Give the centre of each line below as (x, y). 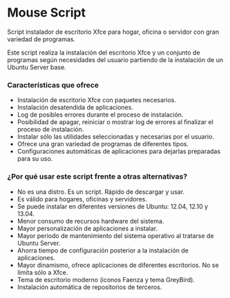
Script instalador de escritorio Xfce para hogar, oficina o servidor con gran (113, 32)
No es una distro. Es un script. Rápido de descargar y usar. (101, 192)
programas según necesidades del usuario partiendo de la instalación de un (115, 59)
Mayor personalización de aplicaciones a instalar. (87, 228)
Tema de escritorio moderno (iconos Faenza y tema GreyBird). (106, 279)
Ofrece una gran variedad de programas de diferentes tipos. (103, 144)
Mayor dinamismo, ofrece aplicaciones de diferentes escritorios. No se (118, 265)
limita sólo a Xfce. (42, 272)
